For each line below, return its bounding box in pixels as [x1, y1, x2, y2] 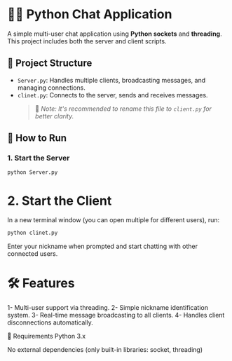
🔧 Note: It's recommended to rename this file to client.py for [34, 104, 212, 113]
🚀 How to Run [7, 132, 67, 144]
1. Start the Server [7, 154, 70, 163]
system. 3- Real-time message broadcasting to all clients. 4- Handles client [7, 311, 225, 320]
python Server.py [7, 169, 58, 176]
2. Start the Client [7, 193, 112, 209]
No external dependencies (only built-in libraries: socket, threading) [7, 346, 203, 354]
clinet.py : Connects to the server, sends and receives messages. [17, 90, 208, 99]
